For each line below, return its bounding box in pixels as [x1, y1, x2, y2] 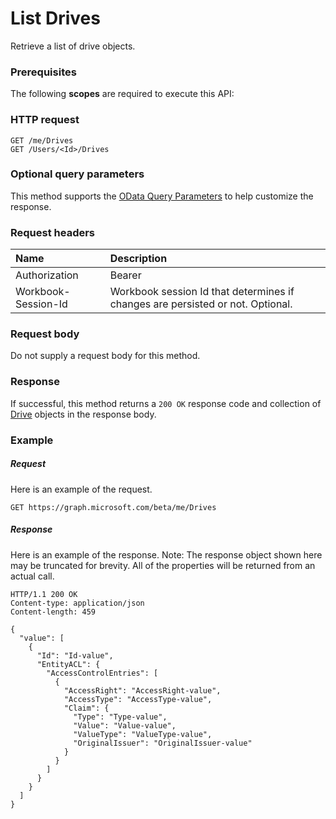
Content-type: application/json [10, 598, 145, 608]
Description [109, 252, 168, 266]
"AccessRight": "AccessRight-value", [63, 685, 222, 696]
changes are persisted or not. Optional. [109, 297, 293, 311]
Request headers [10, 225, 96, 239]
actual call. [10, 570, 55, 582]
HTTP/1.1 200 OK [10, 589, 78, 599]
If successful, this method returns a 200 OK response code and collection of [10, 397, 322, 409]
